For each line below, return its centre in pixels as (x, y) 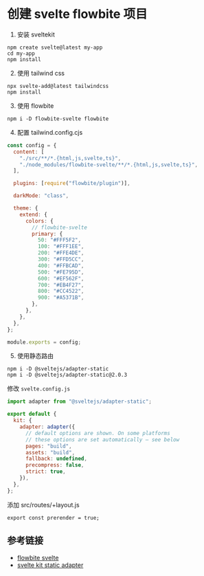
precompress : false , (55, 465)
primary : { (47, 234)
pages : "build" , (48, 446)
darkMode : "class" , (41, 196)
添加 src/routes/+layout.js (44, 505)
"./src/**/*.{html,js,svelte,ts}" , (70, 158)
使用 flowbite (35, 106)
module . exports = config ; (44, 342)
